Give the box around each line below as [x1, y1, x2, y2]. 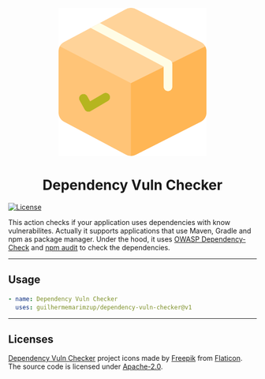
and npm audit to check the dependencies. [31, 242, 171, 252]
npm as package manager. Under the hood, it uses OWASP [8, 234, 200, 244]
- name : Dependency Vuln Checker [8, 295, 118, 303]
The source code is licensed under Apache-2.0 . [8, 362, 163, 371]
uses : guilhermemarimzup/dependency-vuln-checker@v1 [15, 303, 192, 311]
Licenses [8, 332, 54, 346]
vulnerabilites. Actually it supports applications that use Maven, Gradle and [8, 226, 252, 235]
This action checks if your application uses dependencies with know [8, 217, 231, 227]
